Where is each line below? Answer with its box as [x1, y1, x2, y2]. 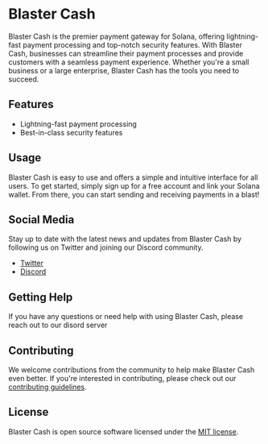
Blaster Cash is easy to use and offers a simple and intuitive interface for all [8, 172, 258, 182]
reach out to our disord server [8, 320, 108, 330]
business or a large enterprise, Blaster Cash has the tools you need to [8, 65, 240, 75]
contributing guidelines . [8, 382, 87, 392]
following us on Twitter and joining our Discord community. [8, 243, 204, 252]
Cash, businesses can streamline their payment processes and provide [8, 48, 244, 58]
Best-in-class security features [19, 127, 123, 137]
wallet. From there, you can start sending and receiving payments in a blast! [8, 189, 260, 199]
